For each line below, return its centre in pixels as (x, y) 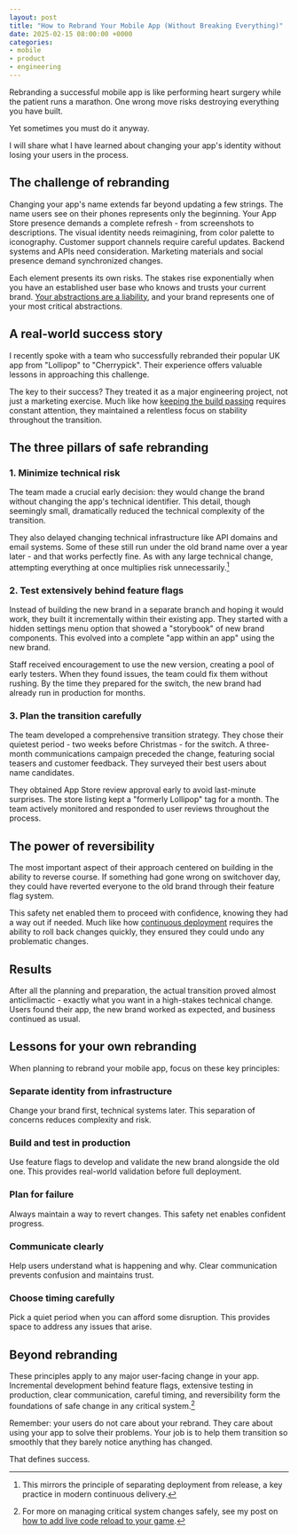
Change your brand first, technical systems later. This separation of (132, 1111)
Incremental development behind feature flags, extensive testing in (131, 1386)
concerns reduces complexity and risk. (81, 1120)
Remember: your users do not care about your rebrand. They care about (141, 1423)
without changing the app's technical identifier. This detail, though (130, 501)
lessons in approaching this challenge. (79, 374)
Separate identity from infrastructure (91, 1090)
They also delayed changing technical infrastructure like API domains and (143, 538)
